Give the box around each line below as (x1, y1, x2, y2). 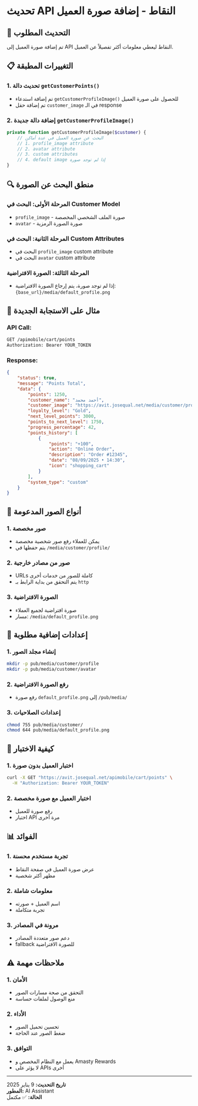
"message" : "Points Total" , (17, 380, 86, 386)
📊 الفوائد (6, 832, 38, 842)
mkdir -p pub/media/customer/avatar (6, 667, 96, 672)
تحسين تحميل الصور (15, 1023, 59, 1030)
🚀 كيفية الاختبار (6, 743, 55, 753)
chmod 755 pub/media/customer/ (6, 721, 83, 728)
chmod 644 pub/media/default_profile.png (6, 727, 110, 733)
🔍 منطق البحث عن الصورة (6, 179, 94, 189)
